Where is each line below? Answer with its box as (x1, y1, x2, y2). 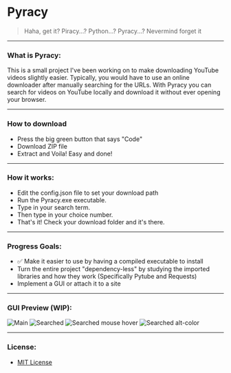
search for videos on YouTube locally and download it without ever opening (7, 88, 221, 96)
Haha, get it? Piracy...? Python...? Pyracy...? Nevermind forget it (23, 27, 201, 35)
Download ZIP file (16, 142, 67, 150)
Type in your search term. (16, 203, 91, 211)
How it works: (7, 173, 54, 182)
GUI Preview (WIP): (7, 303, 72, 313)
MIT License (16, 358, 53, 366)
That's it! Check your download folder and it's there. (16, 217, 165, 226)
